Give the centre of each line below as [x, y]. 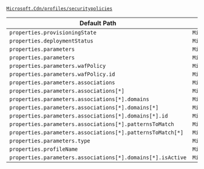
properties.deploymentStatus [51, 41]
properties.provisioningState [53, 32]
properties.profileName [44, 149]
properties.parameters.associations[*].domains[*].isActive [98, 157]
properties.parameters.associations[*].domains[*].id [89, 116]
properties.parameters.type [50, 141]
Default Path [98, 23]
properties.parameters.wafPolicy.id [62, 74]
